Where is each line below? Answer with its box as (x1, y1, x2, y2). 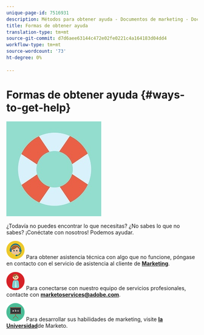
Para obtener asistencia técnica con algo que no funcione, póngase (25, 253, 195, 260)
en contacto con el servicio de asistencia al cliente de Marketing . (6, 260, 170, 267)
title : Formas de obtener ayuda (6, 22, 88, 29)
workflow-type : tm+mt (6, 42, 61, 48)
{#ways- (140, 88, 185, 101)
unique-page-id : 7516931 (6, 10, 69, 16)
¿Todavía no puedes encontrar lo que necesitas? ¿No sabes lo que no (6, 222, 180, 229)
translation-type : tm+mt (6, 29, 69, 35)
